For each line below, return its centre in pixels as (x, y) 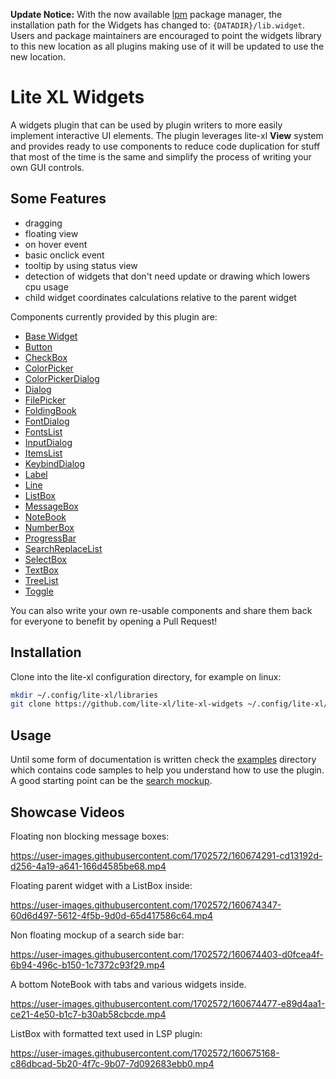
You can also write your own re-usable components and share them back (161, 610)
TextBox (41, 570)
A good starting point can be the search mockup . (111, 781)
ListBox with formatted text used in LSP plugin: (106, 1033)
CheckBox (46, 357)
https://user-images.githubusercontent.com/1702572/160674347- (146, 905)
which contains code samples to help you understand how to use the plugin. (167, 770)
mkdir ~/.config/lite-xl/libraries (84, 695)
